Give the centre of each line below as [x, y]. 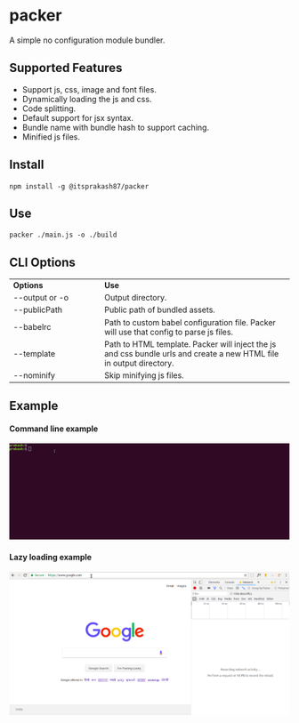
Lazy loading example [50, 557]
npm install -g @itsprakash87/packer [79, 186]
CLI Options [42, 262]
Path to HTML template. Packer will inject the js [190, 344]
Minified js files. [51, 137]
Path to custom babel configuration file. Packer [190, 322]
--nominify [34, 375]
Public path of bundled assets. [160, 310]
